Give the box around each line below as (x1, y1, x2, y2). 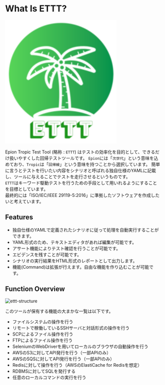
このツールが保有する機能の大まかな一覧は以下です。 (5, 308, 113, 314)
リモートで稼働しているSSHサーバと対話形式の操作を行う (12, 325, 130, 331)
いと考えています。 (5, 198, 44, 204)
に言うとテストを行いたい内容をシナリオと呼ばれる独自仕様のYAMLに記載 (5, 167, 156, 173)
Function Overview (5, 285, 65, 293)
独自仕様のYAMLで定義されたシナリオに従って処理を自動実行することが (12, 227, 159, 233)
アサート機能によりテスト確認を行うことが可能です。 (12, 245, 121, 251)
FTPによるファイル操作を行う (12, 337, 73, 343)
